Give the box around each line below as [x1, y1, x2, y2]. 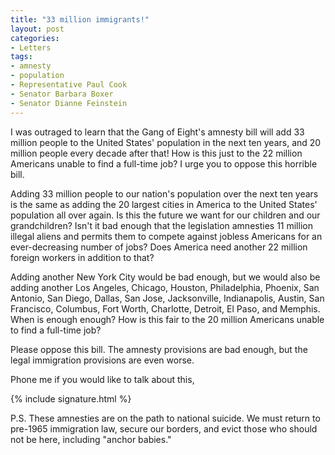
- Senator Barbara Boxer [10, 89, 114, 99]
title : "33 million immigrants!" [10, 14, 150, 25]
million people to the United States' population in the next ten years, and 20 [10, 136, 322, 148]
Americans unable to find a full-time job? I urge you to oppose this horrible [10, 157, 318, 170]
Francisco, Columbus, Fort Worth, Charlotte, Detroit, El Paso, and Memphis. [10, 302, 321, 315]
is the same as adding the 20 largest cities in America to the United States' [10, 198, 318, 210]
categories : [10, 33, 60, 43]
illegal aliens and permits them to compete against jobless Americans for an [10, 230, 323, 242]
